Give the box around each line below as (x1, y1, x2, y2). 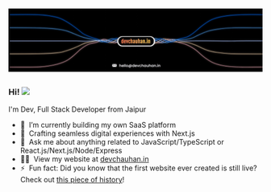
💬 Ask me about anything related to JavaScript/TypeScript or (19, 137, 224, 147)
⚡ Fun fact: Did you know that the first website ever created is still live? (19, 163, 257, 173)
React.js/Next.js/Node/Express (19, 145, 123, 156)
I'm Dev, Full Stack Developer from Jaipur (8, 104, 147, 114)
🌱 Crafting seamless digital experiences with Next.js (19, 129, 195, 138)
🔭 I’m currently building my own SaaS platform (19, 121, 176, 130)
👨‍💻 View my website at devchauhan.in (19, 154, 149, 164)
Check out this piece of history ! (19, 175, 125, 185)
